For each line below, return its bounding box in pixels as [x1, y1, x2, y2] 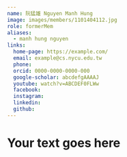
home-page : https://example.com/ [13, 49, 109, 56]
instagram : [13, 93, 44, 100]
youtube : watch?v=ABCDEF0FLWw [13, 80, 99, 87]
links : [7, 42, 26, 49]
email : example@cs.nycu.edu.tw [13, 55, 102, 62]
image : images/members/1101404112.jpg [7, 16, 117, 23]
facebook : [13, 86, 41, 93]
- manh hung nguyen [13, 36, 69, 43]
